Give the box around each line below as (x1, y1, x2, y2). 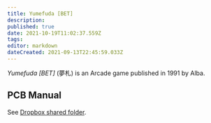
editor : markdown (7, 42, 58, 49)
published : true (7, 23, 54, 30)
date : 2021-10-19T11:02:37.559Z (7, 29, 101, 37)
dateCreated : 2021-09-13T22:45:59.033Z (7, 49, 124, 56)
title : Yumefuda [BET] (7, 10, 73, 17)
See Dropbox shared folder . (7, 108, 87, 116)
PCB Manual (7, 90, 61, 101)
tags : (7, 36, 23, 43)
